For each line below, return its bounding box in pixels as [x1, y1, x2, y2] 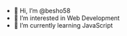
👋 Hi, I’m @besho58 [13, 7, 71, 15]
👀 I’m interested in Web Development [13, 14, 120, 22]
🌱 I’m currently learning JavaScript [13, 21, 113, 29]
